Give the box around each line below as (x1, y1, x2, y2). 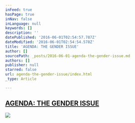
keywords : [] (5, 26, 32, 31)
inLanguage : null (5, 21, 41, 26)
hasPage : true (5, 12, 35, 17)
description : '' (5, 30, 39, 35)
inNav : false (5, 16, 32, 21)
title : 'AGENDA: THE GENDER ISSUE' (5, 44, 79, 49)
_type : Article (5, 76, 37, 81)
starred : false (5, 67, 37, 72)
